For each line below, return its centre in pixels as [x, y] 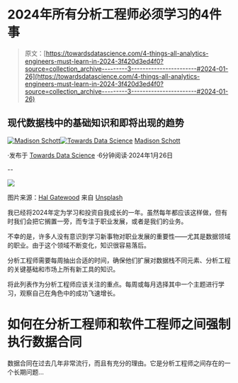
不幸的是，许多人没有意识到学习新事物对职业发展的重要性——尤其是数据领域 [119, 236]
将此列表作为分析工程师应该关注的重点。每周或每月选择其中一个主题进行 [113, 284]
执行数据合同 [45, 342]
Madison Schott [157, 140]
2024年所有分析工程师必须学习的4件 [114, 15]
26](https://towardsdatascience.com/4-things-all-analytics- [112, 76]
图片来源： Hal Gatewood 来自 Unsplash [65, 197]
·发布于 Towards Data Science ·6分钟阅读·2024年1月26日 [90, 155]
